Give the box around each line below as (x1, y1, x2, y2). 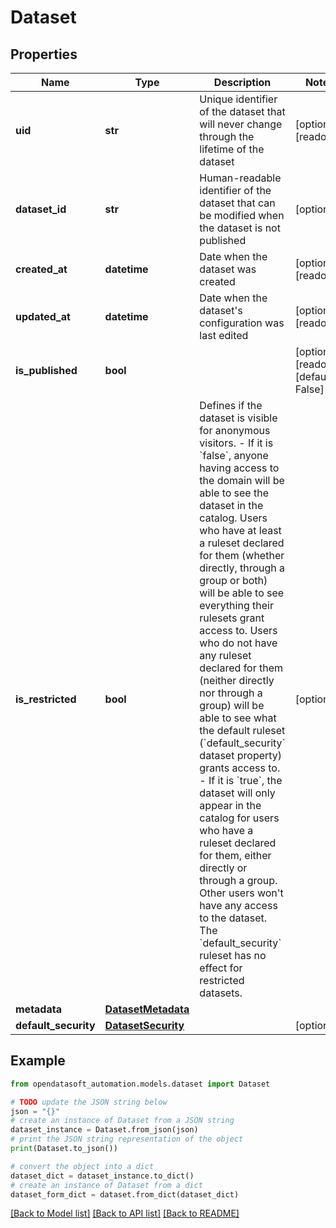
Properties (10, 46, 78, 63)
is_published (15, 364, 78, 377)
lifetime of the (199, 142, 265, 156)
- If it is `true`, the (199, 774, 283, 787)
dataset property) (199, 749, 283, 762)
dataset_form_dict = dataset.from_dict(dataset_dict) (10, 1189, 240, 1200)
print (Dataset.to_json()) (10, 1144, 118, 1154)
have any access (199, 899, 278, 912)
